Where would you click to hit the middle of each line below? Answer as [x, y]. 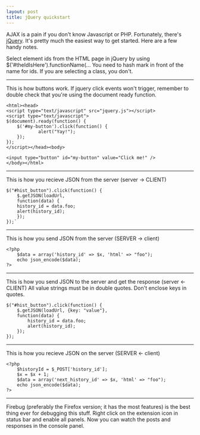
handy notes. [22, 47]
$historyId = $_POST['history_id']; [62, 369]
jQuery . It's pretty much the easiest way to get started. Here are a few [92, 41]
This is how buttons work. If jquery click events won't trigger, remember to [98, 88]
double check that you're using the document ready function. [81, 94]
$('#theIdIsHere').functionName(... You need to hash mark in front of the [95, 65]
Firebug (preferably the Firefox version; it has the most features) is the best [98, 406]
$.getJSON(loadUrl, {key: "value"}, [62, 310]
